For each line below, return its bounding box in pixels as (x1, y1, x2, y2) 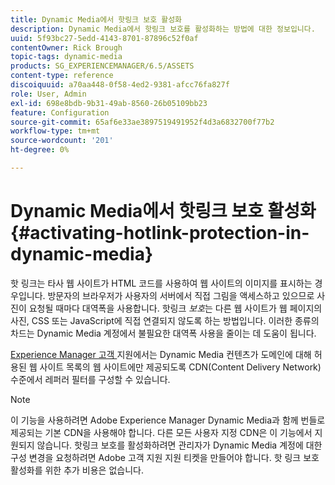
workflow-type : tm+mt (10, 126, 101, 136)
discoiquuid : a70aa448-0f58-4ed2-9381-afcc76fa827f (10, 80, 230, 90)
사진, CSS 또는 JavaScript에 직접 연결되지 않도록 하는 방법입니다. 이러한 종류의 (10, 314, 320, 326)
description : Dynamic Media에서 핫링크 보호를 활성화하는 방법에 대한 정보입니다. (10, 24, 316, 34)
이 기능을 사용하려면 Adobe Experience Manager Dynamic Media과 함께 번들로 (10, 414, 326, 426)
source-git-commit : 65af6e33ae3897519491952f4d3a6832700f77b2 (10, 117, 275, 127)
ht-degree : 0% (10, 145, 70, 155)
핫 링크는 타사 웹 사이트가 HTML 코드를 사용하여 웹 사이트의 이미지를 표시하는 (10, 277, 313, 289)
